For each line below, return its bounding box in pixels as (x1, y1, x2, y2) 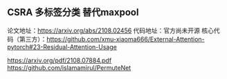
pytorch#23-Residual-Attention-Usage (7, 42, 118, 51)
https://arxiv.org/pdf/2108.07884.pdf (7, 56, 112, 64)
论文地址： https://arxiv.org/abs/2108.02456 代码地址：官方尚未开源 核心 (7, 26, 215, 35)
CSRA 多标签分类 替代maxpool (7, 6, 139, 19)
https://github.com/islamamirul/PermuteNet (7, 63, 131, 71)
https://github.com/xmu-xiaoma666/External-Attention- (46, 35, 206, 43)
